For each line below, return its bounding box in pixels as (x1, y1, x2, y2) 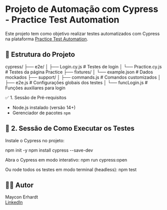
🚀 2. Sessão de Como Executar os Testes (5, 124, 135, 133)
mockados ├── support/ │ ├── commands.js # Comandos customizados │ (5, 74, 161, 80)
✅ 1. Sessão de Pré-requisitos (5, 94, 66, 100)
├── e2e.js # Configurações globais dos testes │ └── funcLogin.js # (5, 79, 148, 85)
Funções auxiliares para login (5, 85, 66, 91)
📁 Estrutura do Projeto (5, 50, 75, 59)
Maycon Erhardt (5, 194, 38, 200)
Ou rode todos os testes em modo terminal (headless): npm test (5, 166, 137, 173)
